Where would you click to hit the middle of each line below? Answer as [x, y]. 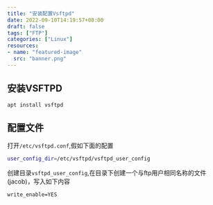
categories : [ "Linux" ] [40, 39]
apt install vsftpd [35, 105]
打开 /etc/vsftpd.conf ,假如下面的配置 [60, 145]
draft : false [26, 26]
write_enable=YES [32, 195]
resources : [23, 46]
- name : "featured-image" [44, 53]
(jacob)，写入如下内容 [39, 181]
